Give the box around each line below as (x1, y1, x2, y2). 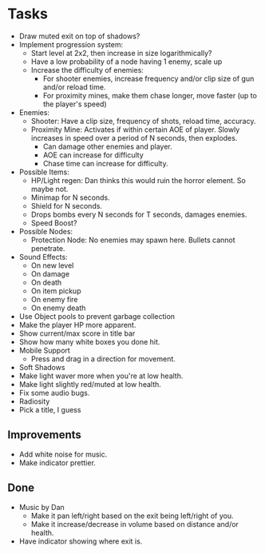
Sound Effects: (18, 252, 69, 261)
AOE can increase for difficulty (42, 149, 144, 160)
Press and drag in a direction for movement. (30, 353, 176, 364)
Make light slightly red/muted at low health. (18, 379, 161, 389)
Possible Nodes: (18, 226, 73, 236)
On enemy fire (30, 294, 78, 304)
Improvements (7, 428, 81, 442)
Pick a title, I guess (18, 405, 81, 414)
